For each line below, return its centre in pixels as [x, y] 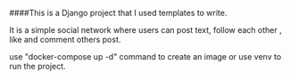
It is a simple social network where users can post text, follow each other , [146, 30]
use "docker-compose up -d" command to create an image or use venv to [145, 56]
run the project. [37, 66]
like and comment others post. [65, 40]
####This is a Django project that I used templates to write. [118, 13]
